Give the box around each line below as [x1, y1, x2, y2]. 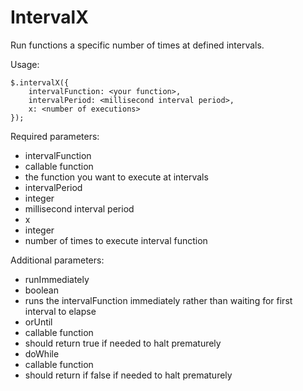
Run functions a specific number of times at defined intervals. [10, 39, 265, 51]
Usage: [10, 58, 40, 70]
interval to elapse [24, 305, 97, 317]
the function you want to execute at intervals [24, 171, 209, 183]
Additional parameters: [10, 254, 105, 266]
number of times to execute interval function [24, 234, 208, 246]
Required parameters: [10, 130, 100, 142]
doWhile [24, 347, 60, 360]
